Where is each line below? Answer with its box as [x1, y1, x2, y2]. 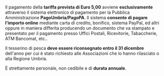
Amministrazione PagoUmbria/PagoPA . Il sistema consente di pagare [5, 15, 148, 20]
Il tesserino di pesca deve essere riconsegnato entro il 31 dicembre [5, 45, 144, 51]
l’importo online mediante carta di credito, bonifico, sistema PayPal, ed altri [5, 20, 160, 26]
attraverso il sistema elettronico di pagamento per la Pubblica [5, 9, 130, 15]
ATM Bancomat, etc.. [5, 36, 48, 41]
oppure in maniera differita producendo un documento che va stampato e [5, 25, 155, 31]
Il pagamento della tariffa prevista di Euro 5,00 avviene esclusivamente [5, 4, 153, 10]
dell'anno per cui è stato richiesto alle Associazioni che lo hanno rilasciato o [5, 50, 160, 56]
